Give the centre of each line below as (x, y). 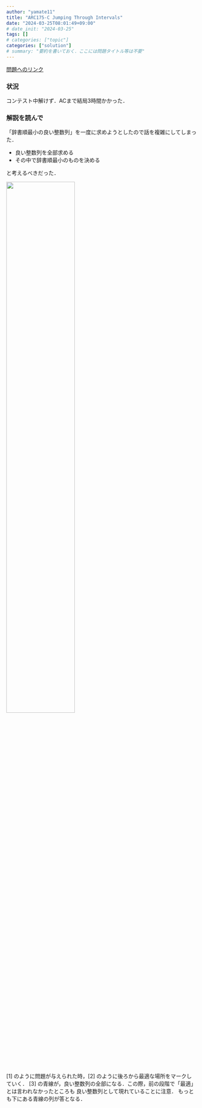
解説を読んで (25, 117)
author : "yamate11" (31, 12)
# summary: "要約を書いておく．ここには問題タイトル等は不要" (76, 51)
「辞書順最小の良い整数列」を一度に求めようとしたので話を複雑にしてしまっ (102, 132)
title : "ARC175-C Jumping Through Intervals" (64, 18)
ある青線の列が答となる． (54, 1099)
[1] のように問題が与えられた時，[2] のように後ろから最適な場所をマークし (99, 1076)
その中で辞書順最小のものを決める (57, 160)
